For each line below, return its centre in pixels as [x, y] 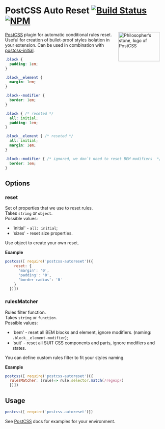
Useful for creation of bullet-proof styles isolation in [57, 40]
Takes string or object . [29, 213]
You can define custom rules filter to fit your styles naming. [65, 358]
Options [18, 183]
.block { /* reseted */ [29, 113]
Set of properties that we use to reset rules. [49, 208]
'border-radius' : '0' [40, 280]
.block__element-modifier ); [40, 337]
